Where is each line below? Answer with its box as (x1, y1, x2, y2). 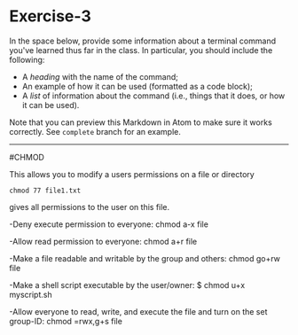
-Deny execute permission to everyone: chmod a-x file (9, 219, 208, 230)
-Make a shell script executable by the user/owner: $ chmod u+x (9, 279, 246, 290)
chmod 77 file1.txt (9, 186, 82, 195)
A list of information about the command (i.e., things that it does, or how (21, 90, 286, 101)
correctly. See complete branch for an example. (9, 126, 182, 136)
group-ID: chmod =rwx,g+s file (9, 316, 122, 326)
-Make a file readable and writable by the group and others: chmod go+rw (9, 253, 281, 263)
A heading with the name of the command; (21, 71, 179, 82)
